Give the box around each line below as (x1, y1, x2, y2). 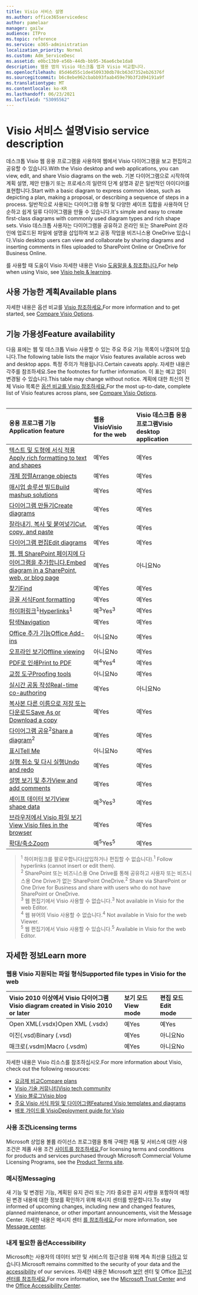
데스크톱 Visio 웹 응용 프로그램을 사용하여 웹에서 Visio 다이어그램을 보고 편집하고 (6, 157, 192, 165)
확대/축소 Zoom (9, 839, 49, 847)
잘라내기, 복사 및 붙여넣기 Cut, (9, 520, 87, 529)
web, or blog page (9, 574, 60, 582)
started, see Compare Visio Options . (6, 310, 94, 317)
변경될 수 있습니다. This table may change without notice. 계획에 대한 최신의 (6, 375, 184, 382)
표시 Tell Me (9, 746, 40, 755)
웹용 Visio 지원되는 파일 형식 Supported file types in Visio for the (6, 970, 187, 978)
